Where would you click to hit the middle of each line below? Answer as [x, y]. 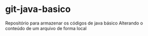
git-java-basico [38, 9]
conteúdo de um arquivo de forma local [46, 28]
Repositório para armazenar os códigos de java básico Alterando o [74, 23]
